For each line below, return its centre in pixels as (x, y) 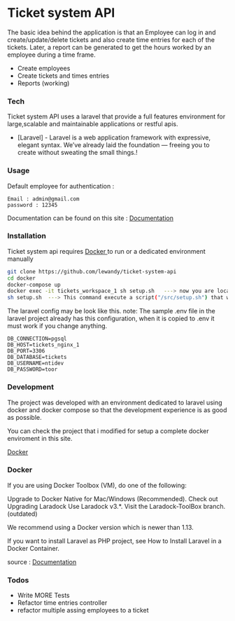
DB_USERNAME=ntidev (36, 363)
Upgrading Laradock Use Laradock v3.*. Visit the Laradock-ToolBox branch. (116, 506)
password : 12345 (33, 205)
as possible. (24, 417)
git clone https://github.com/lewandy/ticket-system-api (92, 271)
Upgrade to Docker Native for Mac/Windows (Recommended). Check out (113, 498)
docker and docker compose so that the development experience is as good (117, 410)
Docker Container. (33, 548)
